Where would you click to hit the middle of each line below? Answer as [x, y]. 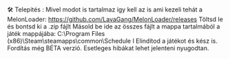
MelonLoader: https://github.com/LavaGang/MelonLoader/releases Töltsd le [115, 19]
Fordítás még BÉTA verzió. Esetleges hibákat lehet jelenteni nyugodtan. [108, 48]
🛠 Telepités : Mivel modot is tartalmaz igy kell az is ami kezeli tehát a [105, 9]
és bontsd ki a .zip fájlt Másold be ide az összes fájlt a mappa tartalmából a [114, 26]
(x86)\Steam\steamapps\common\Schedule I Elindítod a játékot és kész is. [113, 41]
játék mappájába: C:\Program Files [56, 34]
